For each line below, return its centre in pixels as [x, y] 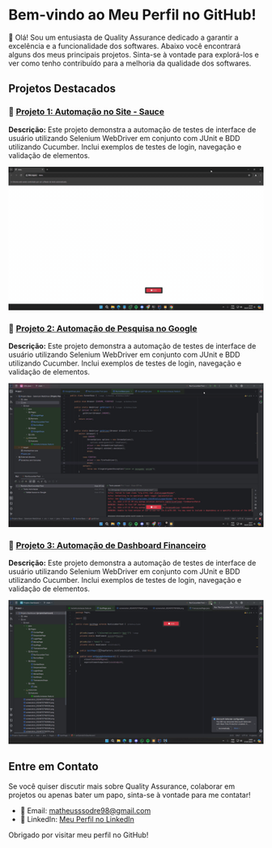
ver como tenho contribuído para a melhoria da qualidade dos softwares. [130, 63]
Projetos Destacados [62, 89]
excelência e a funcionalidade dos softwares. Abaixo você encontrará [125, 45]
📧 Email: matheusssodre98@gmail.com [85, 810]
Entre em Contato [53, 767]
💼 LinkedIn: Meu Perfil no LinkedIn [77, 819]
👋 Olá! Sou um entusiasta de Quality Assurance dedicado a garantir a [123, 37]
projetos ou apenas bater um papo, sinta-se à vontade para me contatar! [130, 794]
